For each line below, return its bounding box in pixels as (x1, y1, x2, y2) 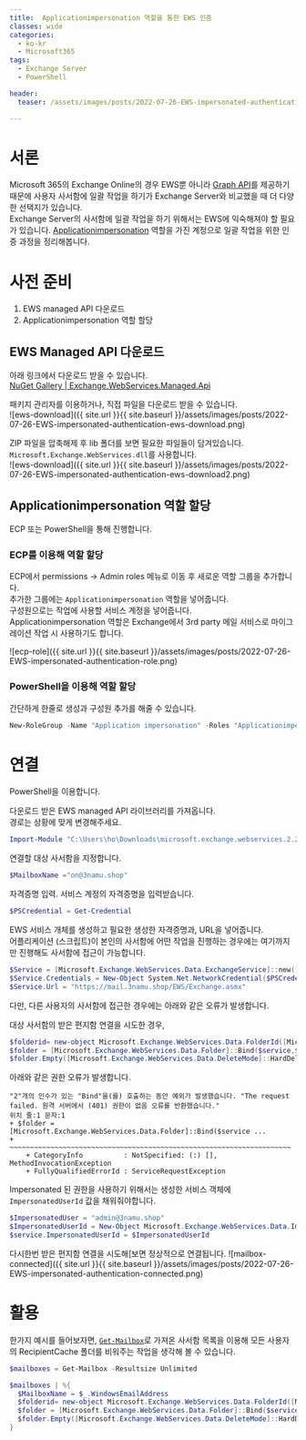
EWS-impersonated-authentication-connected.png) (9, 1268, 204, 1279)
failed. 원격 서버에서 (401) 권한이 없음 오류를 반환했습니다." (9, 1101, 220, 1111)
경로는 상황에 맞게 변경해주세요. (9, 817, 122, 828)
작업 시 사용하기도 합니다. (33, 628, 125, 638)
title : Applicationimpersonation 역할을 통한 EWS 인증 (9, 13, 212, 23)
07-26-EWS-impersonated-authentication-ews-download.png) (9, 419, 246, 430)
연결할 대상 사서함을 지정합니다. (9, 853, 122, 863)
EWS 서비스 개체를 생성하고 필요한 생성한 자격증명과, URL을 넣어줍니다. (9, 924, 264, 935)
